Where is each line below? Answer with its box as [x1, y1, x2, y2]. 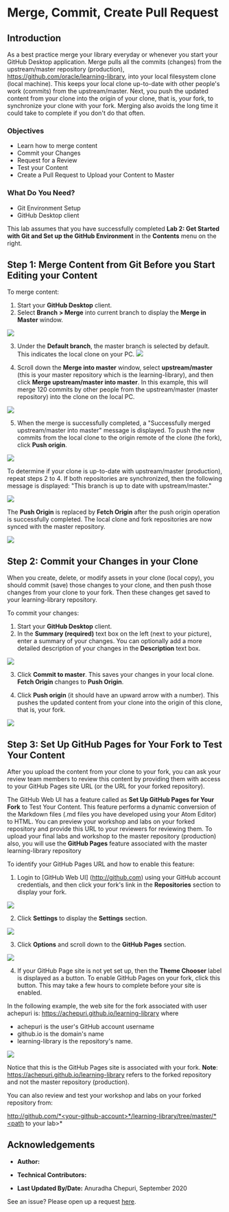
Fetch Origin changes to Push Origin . [16, 678, 124, 686]
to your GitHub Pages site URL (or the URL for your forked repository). [7, 782, 205, 790]
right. [7, 239, 23, 247]
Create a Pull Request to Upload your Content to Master [16, 171, 175, 180]
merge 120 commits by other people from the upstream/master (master [16, 385, 218, 393]
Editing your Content [7, 270, 98, 281]
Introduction [7, 32, 62, 44]
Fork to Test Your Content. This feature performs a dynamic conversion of [7, 803, 217, 811]
